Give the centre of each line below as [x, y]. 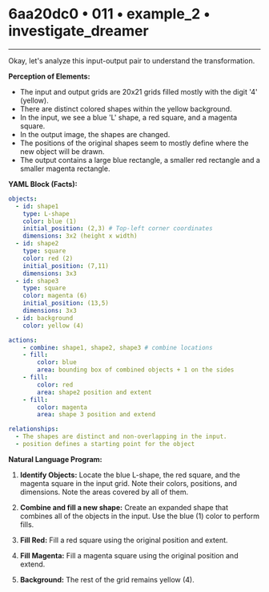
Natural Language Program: [55, 459]
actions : [23, 340]
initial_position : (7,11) [66, 266]
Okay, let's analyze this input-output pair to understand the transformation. [132, 60]
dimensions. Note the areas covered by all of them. [104, 492]
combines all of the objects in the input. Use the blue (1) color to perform [140, 516]
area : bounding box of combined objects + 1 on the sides [136, 370]
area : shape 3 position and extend [96, 415]
